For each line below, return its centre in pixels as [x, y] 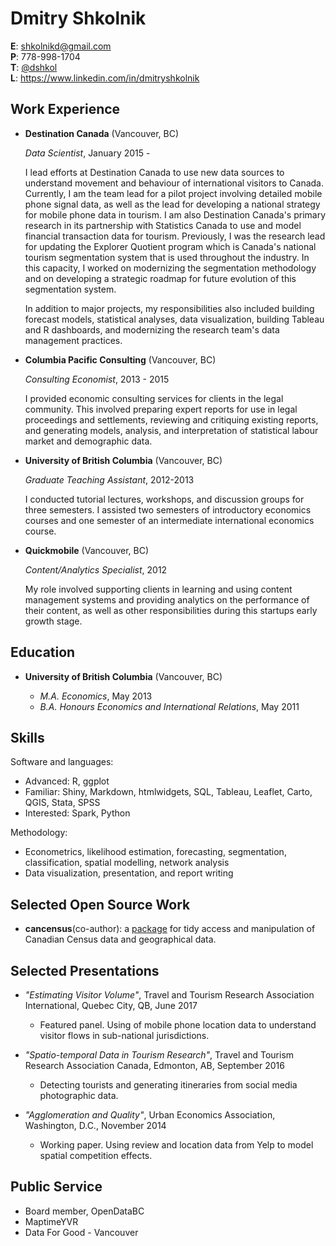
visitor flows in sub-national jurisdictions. [124, 1035]
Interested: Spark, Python [77, 813]
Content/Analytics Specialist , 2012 [96, 569]
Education [43, 652]
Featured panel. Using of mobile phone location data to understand [178, 1025]
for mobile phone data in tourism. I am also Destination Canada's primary [175, 214]
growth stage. [53, 621]
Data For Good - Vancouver [81, 1232]
